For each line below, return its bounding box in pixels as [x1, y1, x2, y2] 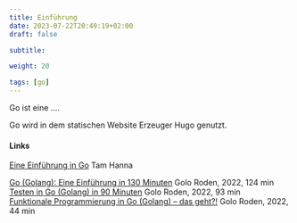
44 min [9, 206, 36, 217]
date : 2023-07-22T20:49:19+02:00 [9, 21, 134, 30]
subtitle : [9, 45, 46, 54]
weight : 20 [9, 62, 50, 71]
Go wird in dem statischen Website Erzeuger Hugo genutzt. [9, 120, 227, 130]
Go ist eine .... [9, 103, 61, 112]
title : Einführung [9, 12, 78, 22]
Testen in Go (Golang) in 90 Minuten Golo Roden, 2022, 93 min [9, 186, 241, 197]
